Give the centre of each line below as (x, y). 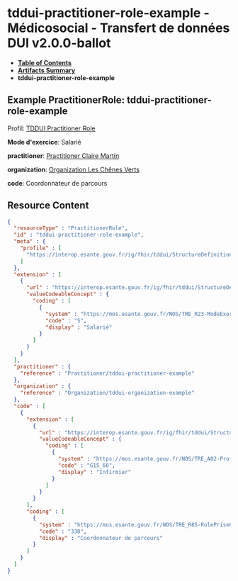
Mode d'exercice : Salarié (44, 142)
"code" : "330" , (63, 531)
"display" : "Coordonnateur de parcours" (101, 538)
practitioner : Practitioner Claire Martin (63, 156)
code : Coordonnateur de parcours (57, 183)
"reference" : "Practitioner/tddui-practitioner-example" (107, 373)
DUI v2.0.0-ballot (59, 43)
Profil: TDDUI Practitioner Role (51, 128)
